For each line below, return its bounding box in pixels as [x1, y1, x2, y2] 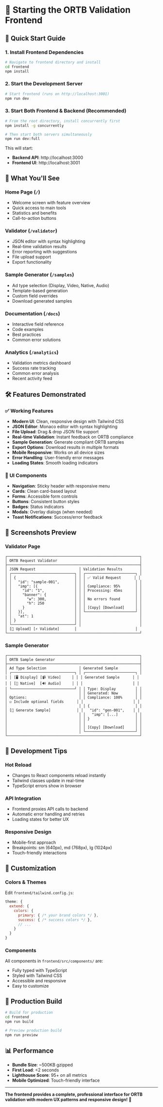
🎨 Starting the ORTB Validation [5, 4, 131, 16]
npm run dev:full [5, 136, 40, 141]
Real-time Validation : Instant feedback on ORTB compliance [12, 434, 133, 440]
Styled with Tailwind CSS [12, 972, 62, 979]
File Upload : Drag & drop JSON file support [12, 428, 99, 434]
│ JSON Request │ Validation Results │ [5, 566, 142, 572]
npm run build [5, 1019, 34, 1024]
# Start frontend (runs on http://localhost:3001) [5, 91, 110, 97]
